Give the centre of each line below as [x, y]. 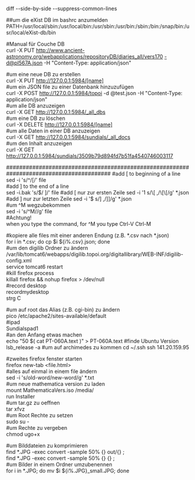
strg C [14, 298]
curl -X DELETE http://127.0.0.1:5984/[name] [60, 124]
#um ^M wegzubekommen [38, 205]
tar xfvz [16, 409]
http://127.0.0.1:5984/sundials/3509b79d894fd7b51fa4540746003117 [90, 156]
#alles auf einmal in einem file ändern [52, 371]
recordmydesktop [28, 292]
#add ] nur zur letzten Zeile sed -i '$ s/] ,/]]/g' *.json [69, 199]
